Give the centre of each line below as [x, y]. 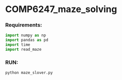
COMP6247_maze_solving [61, 9]
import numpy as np [26, 35]
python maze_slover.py [29, 73]
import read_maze [23, 50]
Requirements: [24, 25]
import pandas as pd [27, 40]
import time [18, 45]
